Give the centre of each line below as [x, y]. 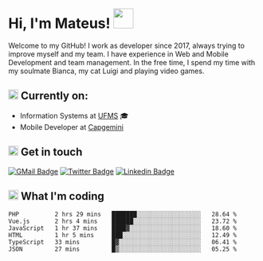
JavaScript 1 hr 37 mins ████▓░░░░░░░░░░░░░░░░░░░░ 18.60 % [123, 228]
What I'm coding [63, 196]
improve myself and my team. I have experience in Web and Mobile [118, 54]
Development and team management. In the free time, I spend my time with [132, 62]
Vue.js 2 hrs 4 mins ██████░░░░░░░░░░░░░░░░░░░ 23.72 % [123, 222]
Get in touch [51, 152]
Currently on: [55, 96]
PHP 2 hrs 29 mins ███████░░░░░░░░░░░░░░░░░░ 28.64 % [123, 215]
